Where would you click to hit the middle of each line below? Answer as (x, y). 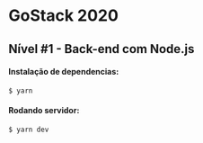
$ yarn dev (29, 130)
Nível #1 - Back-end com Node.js (101, 49)
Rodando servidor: (44, 111)
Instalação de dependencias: (64, 72)
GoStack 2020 (63, 16)
